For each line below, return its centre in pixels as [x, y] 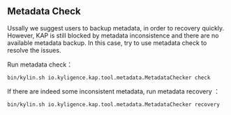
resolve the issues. [34, 50]
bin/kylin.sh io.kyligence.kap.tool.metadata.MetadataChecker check [109, 78]
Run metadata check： [40, 64]
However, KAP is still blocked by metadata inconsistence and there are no [113, 35]
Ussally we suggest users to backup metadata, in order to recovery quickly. [116, 28]
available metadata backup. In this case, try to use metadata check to [107, 43]
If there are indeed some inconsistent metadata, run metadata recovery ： [113, 91]
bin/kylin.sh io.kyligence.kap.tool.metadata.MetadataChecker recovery [113, 104]
